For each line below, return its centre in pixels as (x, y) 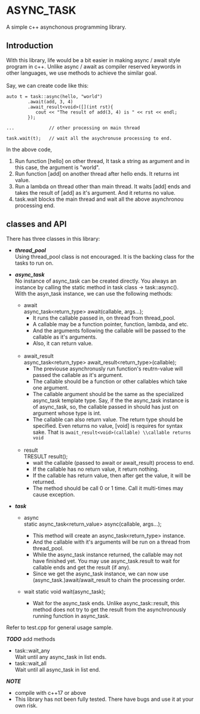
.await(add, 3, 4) (50, 102)
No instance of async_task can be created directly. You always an (96, 281)
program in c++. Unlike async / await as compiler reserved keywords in (94, 66)
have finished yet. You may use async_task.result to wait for (106, 561)
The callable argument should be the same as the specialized (108, 394)
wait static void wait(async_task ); (64, 592)
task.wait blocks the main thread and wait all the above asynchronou (99, 199)
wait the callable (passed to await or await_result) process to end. (113, 462)
